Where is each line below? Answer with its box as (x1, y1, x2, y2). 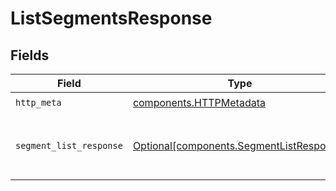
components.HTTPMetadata (132, 95, 266, 109)
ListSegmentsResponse (10, 7, 213, 30)
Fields (10, 47, 50, 64)
